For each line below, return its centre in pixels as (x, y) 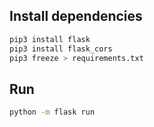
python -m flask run (52, 112)
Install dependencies (76, 16)
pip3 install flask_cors (61, 49)
